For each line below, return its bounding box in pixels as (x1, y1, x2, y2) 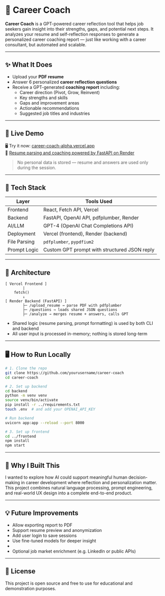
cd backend (5, 388, 27, 393)
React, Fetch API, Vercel (43, 207, 99, 213)
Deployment (7, 230, 36, 237)
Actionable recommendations (19, 105, 80, 111)
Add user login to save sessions (12, 532, 77, 538)
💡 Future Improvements (5, 509, 79, 517)
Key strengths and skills (19, 95, 68, 101)
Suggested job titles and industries (19, 110, 90, 116)
